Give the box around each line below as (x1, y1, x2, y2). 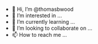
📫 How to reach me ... (11, 32, 67, 38)
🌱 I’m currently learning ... (11, 18, 75, 25)
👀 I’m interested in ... (11, 12, 62, 19)
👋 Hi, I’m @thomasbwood (11, 6, 74, 12)
